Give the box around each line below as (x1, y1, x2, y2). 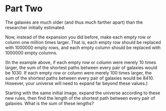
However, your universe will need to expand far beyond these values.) (5, 80, 148, 86)
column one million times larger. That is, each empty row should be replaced (5, 39, 161, 45)
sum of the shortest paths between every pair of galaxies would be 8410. (5, 75, 155, 81)
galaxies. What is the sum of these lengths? (5, 100, 94, 106)
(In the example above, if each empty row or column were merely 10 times (5, 59, 156, 65)
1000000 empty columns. (5, 50, 58, 56)
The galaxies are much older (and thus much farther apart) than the (5, 19, 143, 25)
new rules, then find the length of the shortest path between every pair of (5, 95, 155, 101)
